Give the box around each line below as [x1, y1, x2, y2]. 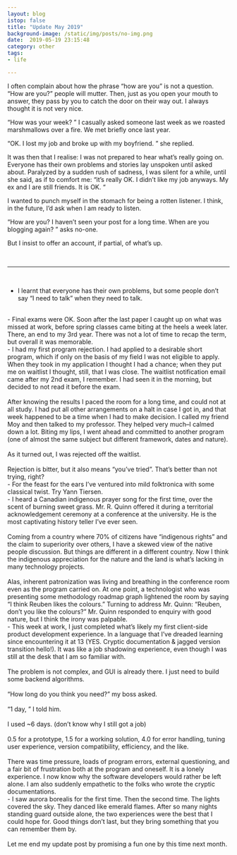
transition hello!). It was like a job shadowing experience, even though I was [7, 645, 227, 653]
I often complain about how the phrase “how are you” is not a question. [7, 82, 214, 90]
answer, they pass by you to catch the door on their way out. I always [7, 97, 209, 105]
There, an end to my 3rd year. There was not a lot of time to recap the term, [7, 329, 227, 339]
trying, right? [7, 472, 44, 480]
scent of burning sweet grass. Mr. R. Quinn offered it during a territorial [7, 502, 214, 511]
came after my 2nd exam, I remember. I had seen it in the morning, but [7, 375, 212, 383]
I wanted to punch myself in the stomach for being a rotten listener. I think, [7, 196, 224, 205]
